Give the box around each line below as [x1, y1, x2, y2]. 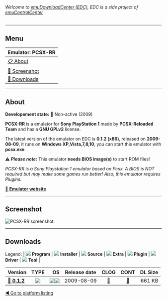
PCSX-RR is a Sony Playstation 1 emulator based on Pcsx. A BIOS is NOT [5, 165, 155, 171]
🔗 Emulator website [5, 186, 46, 192]
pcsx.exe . [5, 146, 26, 152]
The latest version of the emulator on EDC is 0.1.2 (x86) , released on [5, 136, 146, 142]
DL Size [140, 269, 159, 276]
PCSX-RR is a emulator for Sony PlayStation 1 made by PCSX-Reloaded [5, 121, 154, 127]
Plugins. [5, 176, 22, 182]
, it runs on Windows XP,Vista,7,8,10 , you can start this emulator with [18, 141, 162, 147]
